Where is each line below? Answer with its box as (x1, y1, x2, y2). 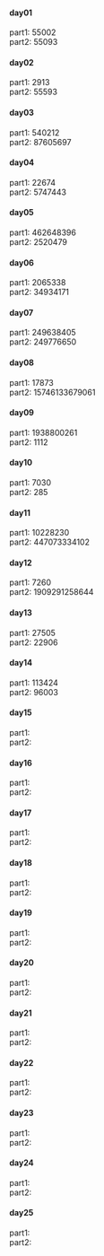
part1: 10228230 (9, 528, 70, 538)
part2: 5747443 (9, 187, 67, 197)
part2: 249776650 (9, 336, 77, 347)
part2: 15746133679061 (9, 387, 96, 397)
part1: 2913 (9, 77, 50, 88)
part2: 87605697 (9, 136, 72, 147)
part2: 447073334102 (9, 536, 90, 547)
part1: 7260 (9, 577, 52, 588)
